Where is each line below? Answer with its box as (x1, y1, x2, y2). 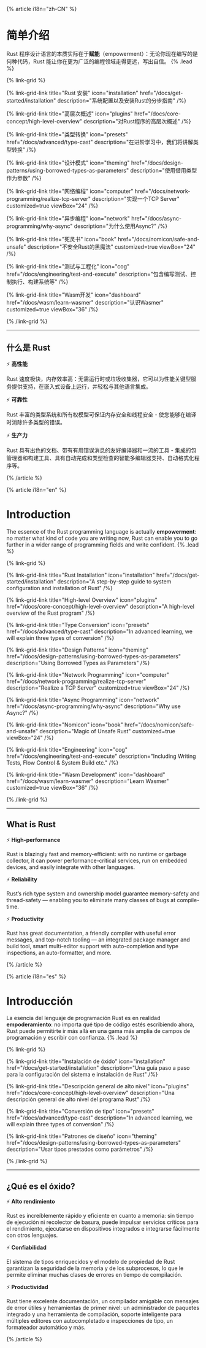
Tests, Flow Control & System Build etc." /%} (6, 758, 119, 766)
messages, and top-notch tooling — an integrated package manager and (6, 936, 190, 943)
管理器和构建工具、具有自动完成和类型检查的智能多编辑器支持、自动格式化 (6, 454, 194, 461)
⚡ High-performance (6, 836, 61, 843)
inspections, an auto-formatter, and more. (6, 949, 112, 956)
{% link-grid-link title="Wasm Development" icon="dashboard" (6, 771, 166, 778)
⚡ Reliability (6, 875, 38, 883)
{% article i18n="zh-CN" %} (6, 6, 77, 12)
